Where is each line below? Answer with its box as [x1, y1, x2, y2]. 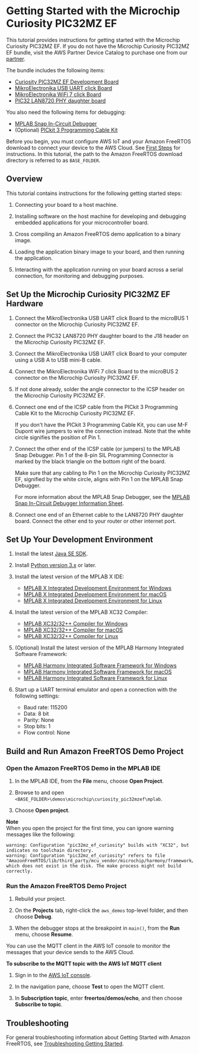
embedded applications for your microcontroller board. [14, 219, 149, 226]
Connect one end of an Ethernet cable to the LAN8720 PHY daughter [14, 511, 184, 518]
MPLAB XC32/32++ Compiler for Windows [23, 620, 129, 628]
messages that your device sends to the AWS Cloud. [6, 949, 134, 956]
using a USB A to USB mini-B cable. [14, 356, 102, 363]
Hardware [6, 299, 43, 309]
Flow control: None [23, 729, 70, 736]
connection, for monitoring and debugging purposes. [14, 272, 145, 279]
